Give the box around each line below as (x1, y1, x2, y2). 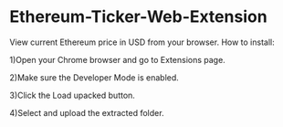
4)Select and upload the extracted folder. (9, 107, 164, 118)
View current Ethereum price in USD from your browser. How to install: (9, 37, 276, 48)
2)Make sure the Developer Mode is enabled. (9, 71, 180, 83)
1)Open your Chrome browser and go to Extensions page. (9, 54, 225, 65)
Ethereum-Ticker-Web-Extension (9, 6, 267, 27)
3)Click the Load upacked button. (9, 90, 135, 101)
